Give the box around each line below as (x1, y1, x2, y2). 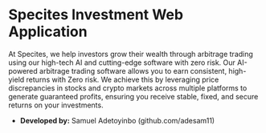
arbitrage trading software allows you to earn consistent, (39, 66, 227, 75)
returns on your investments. (8, 100, 104, 110)
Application (8, 22, 88, 41)
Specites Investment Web (8, 6, 183, 24)
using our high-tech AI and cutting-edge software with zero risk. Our (8, 58, 235, 67)
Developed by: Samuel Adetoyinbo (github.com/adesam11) (19, 115, 215, 125)
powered (8, 66, 38, 75)
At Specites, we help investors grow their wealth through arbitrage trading (8, 49, 253, 58)
